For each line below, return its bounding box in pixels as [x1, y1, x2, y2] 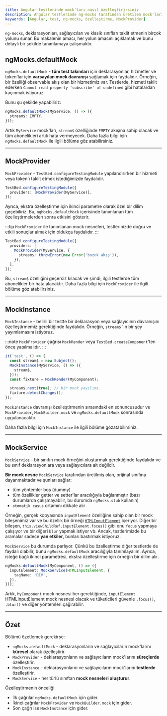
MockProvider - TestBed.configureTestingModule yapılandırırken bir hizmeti [5, 170, 158, 176]
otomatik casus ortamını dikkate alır [12, 502, 85, 509]
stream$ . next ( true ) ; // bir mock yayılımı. [9, 386, 101, 391]
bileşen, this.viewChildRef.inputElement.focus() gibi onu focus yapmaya [5, 523, 157, 529]
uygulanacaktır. [5, 415, 37, 421]
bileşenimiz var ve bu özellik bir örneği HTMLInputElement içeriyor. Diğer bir [5, 517, 158, 524]
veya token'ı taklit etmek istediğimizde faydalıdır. [5, 176, 104, 181]
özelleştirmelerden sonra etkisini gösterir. [5, 214, 90, 220]
